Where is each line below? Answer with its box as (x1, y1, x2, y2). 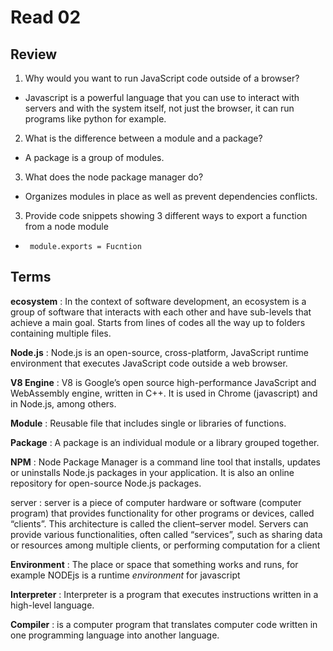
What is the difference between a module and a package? (24, 132, 263, 144)
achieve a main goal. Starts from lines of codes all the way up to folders (10, 316, 306, 328)
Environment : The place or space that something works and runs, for (10, 558, 299, 570)
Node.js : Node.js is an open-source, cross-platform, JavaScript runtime (10, 346, 309, 358)
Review (10, 46, 58, 63)
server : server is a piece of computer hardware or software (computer (10, 496, 302, 508)
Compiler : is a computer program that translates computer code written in (10, 618, 318, 630)
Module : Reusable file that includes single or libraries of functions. (10, 417, 287, 429)
